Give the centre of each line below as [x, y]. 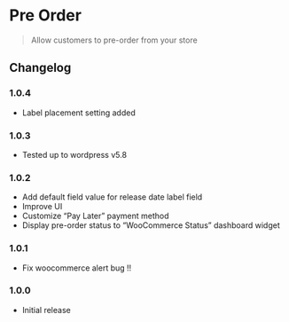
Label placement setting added [78, 113]
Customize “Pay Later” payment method [96, 216]
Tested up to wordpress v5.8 [74, 154]
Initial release [46, 310]
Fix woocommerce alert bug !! [77, 268]
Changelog [40, 68]
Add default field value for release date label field [112, 197]
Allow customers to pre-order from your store [114, 40]
